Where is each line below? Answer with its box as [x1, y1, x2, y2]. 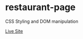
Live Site [5, 28, 23, 34]
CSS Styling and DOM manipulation [5, 18, 79, 24]
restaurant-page [5, 2, 76, 13]
